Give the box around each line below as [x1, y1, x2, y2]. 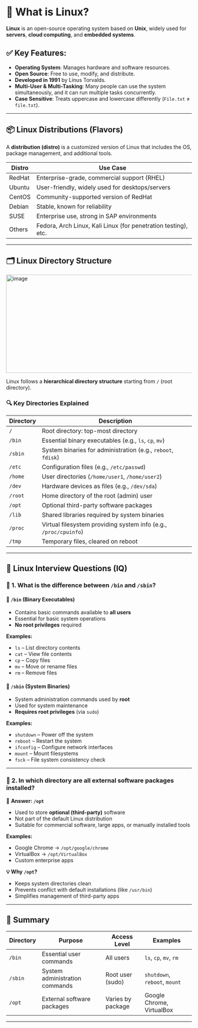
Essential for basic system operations [14, 615, 106, 622]
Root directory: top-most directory [41, 427, 138, 435]
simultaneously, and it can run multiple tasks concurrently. [14, 88, 157, 96]
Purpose [58, 936, 84, 944]
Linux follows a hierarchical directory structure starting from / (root [6, 378, 173, 385]
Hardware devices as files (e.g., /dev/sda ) [41, 482, 157, 490]
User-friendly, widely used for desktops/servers [36, 183, 171, 191]
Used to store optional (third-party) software [14, 809, 126, 816]
